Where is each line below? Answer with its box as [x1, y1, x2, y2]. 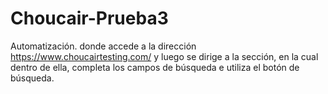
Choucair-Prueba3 [10, 7, 169, 30]
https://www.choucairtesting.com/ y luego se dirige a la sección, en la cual [10, 50, 319, 62]
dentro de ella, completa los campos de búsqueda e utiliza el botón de [10, 61, 300, 73]
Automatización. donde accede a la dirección [10, 40, 197, 52]
